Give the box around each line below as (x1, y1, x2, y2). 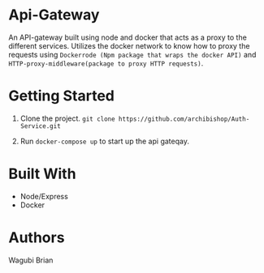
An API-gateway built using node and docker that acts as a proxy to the (8, 32, 248, 42)
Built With (8, 164, 76, 183)
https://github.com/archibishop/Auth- (118, 115, 250, 123)
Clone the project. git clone (19, 113, 115, 123)
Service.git (19, 122, 61, 130)
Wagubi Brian (8, 255, 54, 265)
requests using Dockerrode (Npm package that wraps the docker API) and (8, 49, 257, 59)
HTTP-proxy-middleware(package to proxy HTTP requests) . (8, 58, 204, 68)
